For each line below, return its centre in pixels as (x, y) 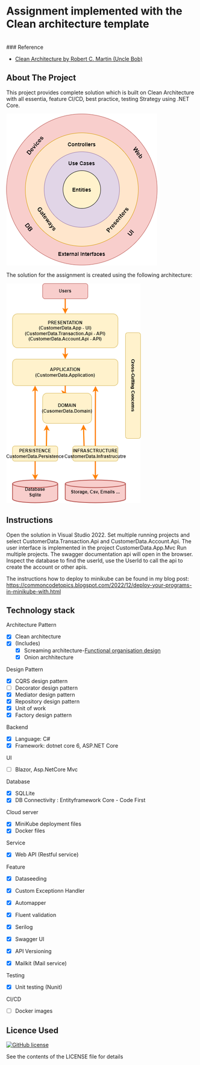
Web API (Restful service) (47, 855)
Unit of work (30, 708)
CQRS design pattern (41, 681)
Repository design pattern (47, 701)
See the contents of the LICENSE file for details (65, 1057)
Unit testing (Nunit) (39, 987)
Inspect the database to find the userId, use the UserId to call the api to (95, 560)
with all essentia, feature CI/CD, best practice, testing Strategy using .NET (98, 99)
